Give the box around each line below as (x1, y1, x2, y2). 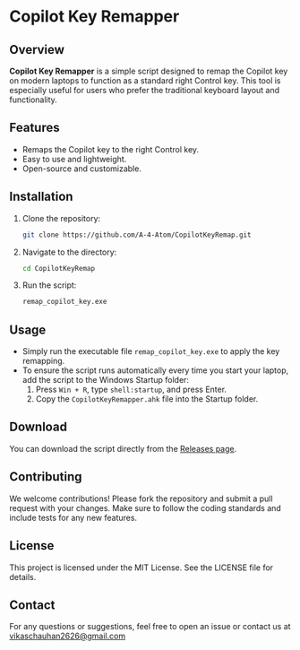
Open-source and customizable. (21, 163, 141, 174)
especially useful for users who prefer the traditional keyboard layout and (9, 85, 280, 95)
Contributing (9, 469, 82, 485)
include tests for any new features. (9, 512, 137, 523)
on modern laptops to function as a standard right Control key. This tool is (9, 75, 281, 86)
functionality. (9, 94, 58, 105)
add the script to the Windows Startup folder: (21, 375, 190, 386)
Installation (9, 189, 73, 204)
